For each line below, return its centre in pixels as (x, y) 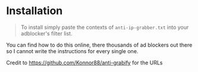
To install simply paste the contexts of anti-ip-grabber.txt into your (105, 27)
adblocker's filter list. (46, 33)
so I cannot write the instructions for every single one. (72, 51)
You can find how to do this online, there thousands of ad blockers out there (99, 45)
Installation (34, 11)
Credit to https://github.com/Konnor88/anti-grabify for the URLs (84, 63)
